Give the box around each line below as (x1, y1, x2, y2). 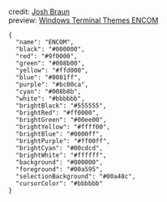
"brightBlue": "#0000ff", (15, 130, 104, 138)
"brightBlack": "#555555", (15, 102, 107, 110)
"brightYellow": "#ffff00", (15, 123, 111, 131)
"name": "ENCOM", (15, 38, 75, 46)
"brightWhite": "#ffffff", (15, 151, 107, 159)
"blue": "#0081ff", (15, 74, 82, 82)
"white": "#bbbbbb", (15, 95, 85, 103)
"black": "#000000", (15, 45, 85, 53)
